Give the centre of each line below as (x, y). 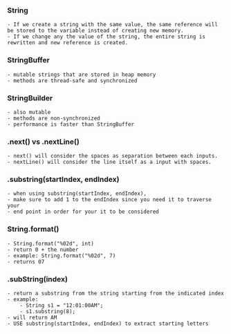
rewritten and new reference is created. (68, 43)
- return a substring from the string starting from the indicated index (116, 294)
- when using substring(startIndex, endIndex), (77, 194)
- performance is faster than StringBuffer (71, 124)
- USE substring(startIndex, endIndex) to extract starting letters (108, 324)
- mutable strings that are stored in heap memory (82, 75)
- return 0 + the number (43, 250)
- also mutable (29, 112)
